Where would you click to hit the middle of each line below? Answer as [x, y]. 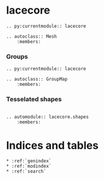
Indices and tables [53, 145]
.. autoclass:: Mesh [32, 36]
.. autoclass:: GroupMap [37, 79]
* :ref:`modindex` [29, 167]
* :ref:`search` [26, 172]
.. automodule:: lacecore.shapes [48, 117]
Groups [17, 56]
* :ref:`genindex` [29, 161]
